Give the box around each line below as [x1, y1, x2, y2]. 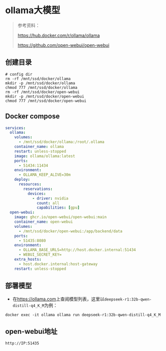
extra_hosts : [14, 257, 42, 262]
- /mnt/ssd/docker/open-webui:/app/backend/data [18, 228, 123, 234]
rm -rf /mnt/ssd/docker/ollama [5, 76, 71, 81]
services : [5, 125, 26, 130]
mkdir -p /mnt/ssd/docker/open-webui [5, 94, 85, 99]
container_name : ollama [14, 144, 64, 149]
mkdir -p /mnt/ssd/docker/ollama [5, 80, 75, 86]
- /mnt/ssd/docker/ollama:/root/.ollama [18, 139, 105, 144]
